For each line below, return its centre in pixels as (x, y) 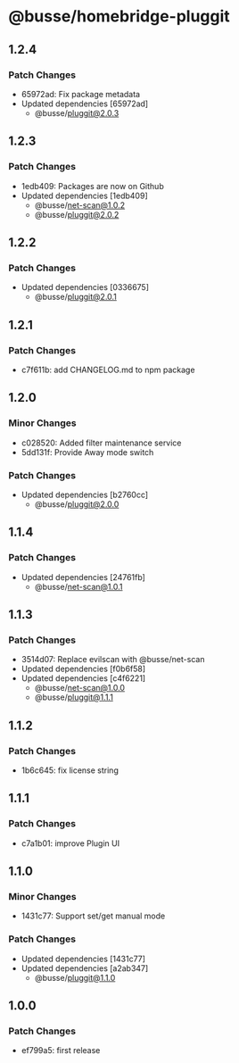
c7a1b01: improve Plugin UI (70, 843)
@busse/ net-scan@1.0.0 (80, 688)
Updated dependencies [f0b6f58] (83, 669)
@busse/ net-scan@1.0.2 (80, 205)
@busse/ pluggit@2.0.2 (77, 214)
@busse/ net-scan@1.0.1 (78, 586)
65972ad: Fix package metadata (80, 94)
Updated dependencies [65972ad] (85, 104)
